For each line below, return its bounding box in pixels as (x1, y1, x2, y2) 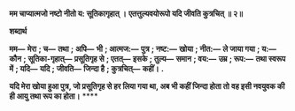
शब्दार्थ (9, 26, 27, 36)
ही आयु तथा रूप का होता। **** (9, 91, 98, 101)
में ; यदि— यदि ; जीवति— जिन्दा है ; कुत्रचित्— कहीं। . (9, 63, 164, 74)
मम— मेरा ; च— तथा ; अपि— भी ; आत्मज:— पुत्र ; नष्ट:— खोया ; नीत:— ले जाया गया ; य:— (9, 44, 277, 54)
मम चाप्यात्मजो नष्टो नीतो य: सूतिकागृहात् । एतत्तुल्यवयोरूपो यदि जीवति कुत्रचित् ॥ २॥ (9, 9, 244, 18)
